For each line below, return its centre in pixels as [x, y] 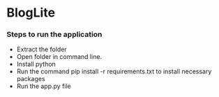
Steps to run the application [54, 35]
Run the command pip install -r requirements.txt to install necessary [114, 71]
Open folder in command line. [59, 57]
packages [31, 79]
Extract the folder [41, 49]
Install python [36, 64]
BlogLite [31, 13]
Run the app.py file [44, 86]
